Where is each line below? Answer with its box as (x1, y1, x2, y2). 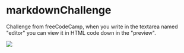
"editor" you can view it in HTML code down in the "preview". (6, 29, 156, 36)
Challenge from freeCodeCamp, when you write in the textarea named (6, 23, 178, 30)
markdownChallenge (6, 4, 112, 17)
